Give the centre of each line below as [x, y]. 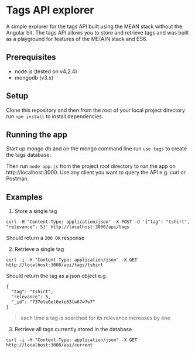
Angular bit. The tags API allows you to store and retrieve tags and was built [97, 32]
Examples [24, 197]
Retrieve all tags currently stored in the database [73, 329]
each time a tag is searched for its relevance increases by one [95, 318]
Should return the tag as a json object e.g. [57, 276]
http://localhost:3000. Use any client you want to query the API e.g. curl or [96, 173]
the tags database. [29, 155]
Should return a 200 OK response [45, 238]
